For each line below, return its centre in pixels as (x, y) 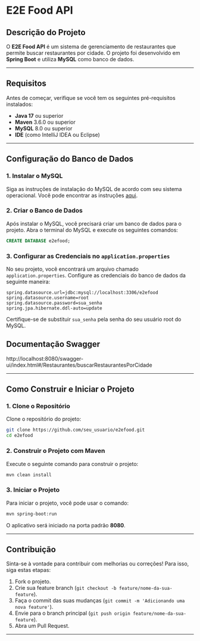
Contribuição (31, 549)
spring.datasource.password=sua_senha (54, 303)
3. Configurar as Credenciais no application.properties (88, 256)
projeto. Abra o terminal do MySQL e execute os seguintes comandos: (92, 230)
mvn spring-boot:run (32, 514)
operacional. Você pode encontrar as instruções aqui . (72, 195)
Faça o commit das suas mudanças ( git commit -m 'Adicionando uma (100, 601)
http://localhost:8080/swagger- (45, 358)
